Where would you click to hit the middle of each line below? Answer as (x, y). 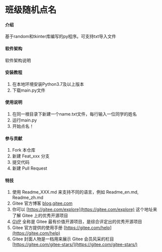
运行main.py (24, 120)
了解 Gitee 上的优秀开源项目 (40, 215)
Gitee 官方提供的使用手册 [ (39, 228)
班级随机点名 (31, 10)
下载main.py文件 (29, 90)
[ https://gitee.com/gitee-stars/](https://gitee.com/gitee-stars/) (75, 245)
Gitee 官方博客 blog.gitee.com (42, 203)
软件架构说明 (18, 60)
